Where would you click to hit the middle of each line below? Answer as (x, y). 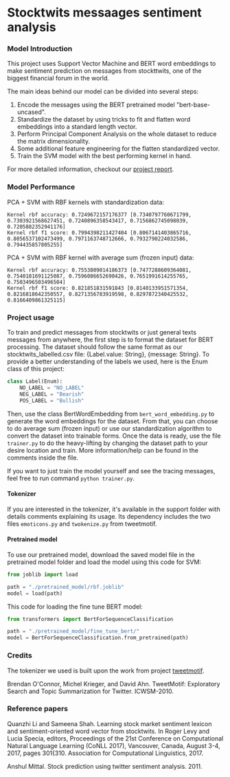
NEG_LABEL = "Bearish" (52, 394)
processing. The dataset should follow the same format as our (95, 347)
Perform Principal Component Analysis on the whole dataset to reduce (117, 134)
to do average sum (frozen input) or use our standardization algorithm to (110, 428)
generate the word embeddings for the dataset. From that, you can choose (113, 421)
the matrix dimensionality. (54, 142)
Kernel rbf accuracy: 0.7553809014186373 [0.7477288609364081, (100, 270)
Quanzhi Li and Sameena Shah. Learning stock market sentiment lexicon (110, 723)
